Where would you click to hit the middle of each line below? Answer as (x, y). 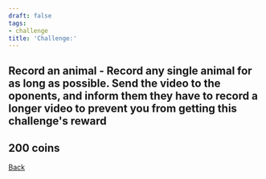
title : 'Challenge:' (43, 38)
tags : (17, 23)
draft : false (30, 16)
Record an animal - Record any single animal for (130, 70)
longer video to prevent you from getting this (123, 108)
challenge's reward (57, 121)
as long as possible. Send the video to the (115, 83)
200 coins (34, 148)
